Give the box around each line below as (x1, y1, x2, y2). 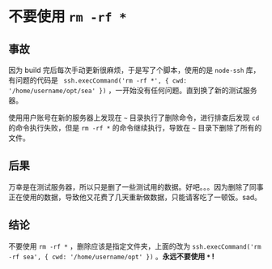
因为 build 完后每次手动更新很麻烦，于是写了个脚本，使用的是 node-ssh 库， (8, 66, 261, 75)
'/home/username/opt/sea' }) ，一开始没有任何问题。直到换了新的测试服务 (8, 86, 257, 95)
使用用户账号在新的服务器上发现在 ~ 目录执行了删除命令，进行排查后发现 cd (8, 113, 260, 122)
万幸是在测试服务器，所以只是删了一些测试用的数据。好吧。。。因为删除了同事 (8, 181, 264, 191)
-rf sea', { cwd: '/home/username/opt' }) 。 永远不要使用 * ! (8, 251, 215, 261)
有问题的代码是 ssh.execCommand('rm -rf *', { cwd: (8, 75, 188, 85)
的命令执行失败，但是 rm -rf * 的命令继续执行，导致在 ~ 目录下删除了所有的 (8, 123, 262, 132)
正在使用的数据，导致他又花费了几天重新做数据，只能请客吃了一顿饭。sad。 (8, 192, 261, 202)
